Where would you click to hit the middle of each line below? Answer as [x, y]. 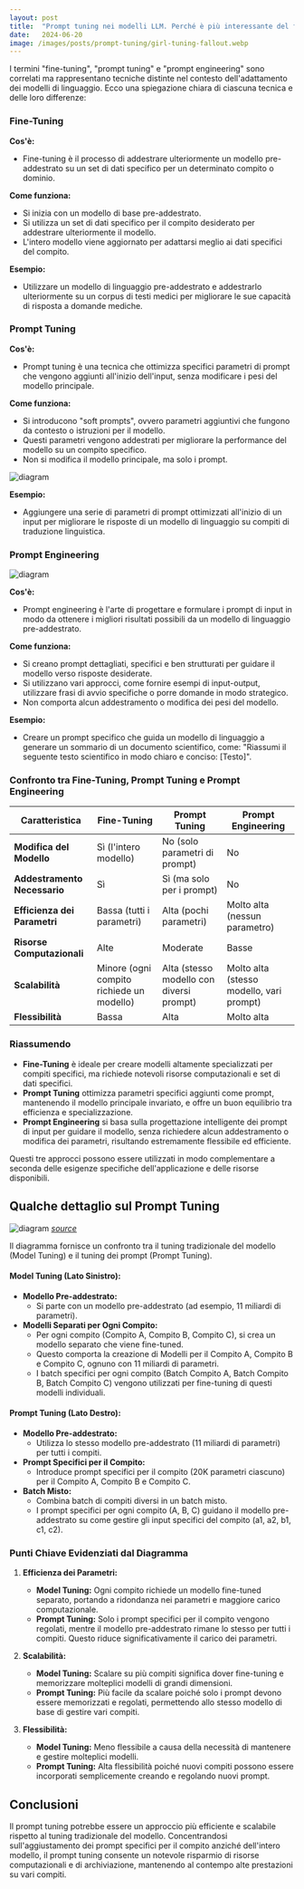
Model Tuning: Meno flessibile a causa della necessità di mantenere [163, 1747]
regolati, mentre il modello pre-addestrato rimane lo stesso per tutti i [163, 1629]
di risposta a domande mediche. [82, 305]
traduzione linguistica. [64, 531]
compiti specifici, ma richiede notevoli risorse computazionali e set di [151, 1074]
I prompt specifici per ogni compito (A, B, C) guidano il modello [153, 1510]
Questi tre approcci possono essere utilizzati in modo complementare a [142, 1158]
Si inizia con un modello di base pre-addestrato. [112, 213]
